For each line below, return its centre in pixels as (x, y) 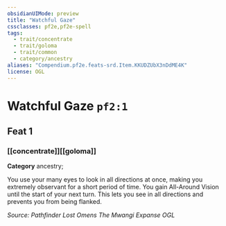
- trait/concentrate (43, 40)
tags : (15, 33)
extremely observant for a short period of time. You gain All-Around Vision (113, 187)
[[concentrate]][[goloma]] (52, 151)
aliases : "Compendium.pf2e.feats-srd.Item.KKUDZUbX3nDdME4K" (97, 65)
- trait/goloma (35, 46)
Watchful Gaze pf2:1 (68, 106)
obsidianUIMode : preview (43, 14)
